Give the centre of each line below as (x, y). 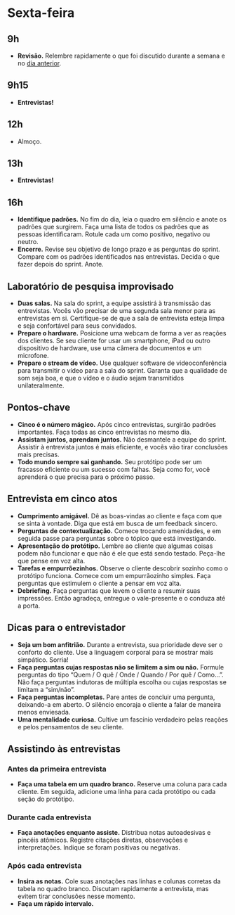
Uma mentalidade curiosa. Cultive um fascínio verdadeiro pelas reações (123, 719)
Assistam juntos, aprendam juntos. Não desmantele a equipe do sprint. (122, 439)
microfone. (33, 356)
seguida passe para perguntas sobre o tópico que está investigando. (117, 538)
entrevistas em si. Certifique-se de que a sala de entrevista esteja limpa (121, 319)
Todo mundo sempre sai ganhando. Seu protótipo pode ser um (109, 461)
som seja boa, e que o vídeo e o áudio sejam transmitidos (101, 378)
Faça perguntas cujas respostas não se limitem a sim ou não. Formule (121, 667)
